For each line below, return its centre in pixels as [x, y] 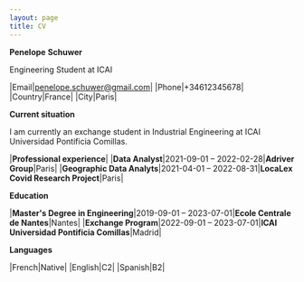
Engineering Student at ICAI [61, 70]
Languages [31, 249]
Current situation [42, 114]
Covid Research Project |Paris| [66, 178]
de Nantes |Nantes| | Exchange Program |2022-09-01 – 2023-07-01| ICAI [143, 222]
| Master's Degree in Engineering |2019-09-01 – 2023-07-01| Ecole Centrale [150, 212]
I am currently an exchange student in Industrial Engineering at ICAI [135, 131]
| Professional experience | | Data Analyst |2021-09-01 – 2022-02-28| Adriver [152, 158]
